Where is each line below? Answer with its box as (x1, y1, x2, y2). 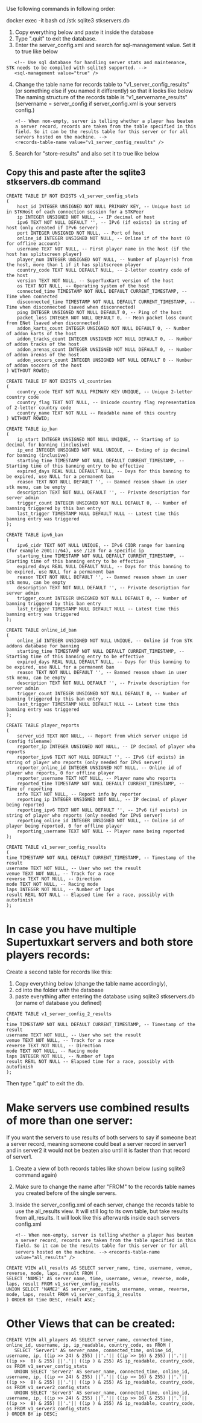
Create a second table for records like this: (6, 968, 112, 975)
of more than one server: (6, 1113, 133, 1127)
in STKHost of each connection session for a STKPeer (6, 209, 145, 215)
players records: (6, 948, 90, 961)
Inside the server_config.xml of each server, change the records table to (14, 1201, 195, 1208)
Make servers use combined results (6, 1101, 190, 1114)
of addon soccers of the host (6, 362, 83, 368)
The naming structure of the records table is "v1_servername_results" (14, 94, 188, 100)
